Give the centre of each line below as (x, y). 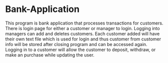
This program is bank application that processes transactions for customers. (84, 23)
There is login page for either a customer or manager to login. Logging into (82, 28)
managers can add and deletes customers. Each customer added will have (82, 33)
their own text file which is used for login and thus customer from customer (83, 39)
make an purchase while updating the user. (50, 55)
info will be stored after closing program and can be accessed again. (76, 44)
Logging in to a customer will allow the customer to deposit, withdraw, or (80, 49)
